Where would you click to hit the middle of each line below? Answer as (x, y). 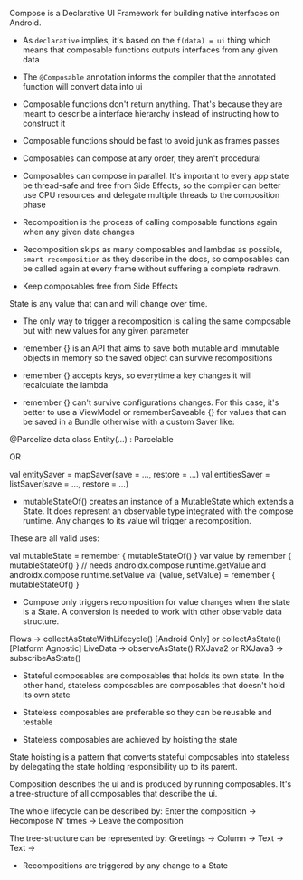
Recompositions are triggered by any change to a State (125, 866)
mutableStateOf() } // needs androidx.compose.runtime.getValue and (138, 565)
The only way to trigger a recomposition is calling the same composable (156, 321)
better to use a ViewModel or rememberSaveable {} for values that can (154, 412)
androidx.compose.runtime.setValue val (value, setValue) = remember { (142, 575)
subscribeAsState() (45, 658)
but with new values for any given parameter (106, 331)
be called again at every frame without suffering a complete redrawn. (151, 269)
